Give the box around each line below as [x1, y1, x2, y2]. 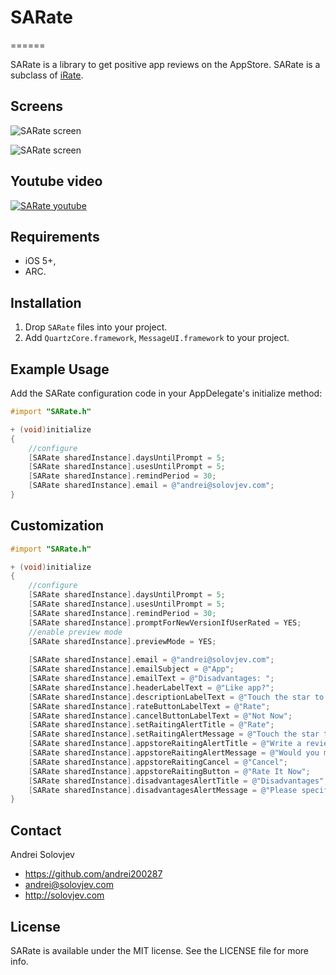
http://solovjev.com [24, 889, 105, 901]
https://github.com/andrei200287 [24, 868, 163, 880]
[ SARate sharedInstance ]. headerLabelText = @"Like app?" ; [28, 682, 275, 693]
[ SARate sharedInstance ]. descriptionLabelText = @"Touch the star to [28, 692, 325, 702]
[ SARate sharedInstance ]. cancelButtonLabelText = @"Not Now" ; [28, 711, 293, 721]
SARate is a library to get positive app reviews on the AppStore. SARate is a [10, 58, 321, 70]
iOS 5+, [24, 255, 57, 267]
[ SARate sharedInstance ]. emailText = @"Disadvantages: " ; [28, 674, 275, 684]
